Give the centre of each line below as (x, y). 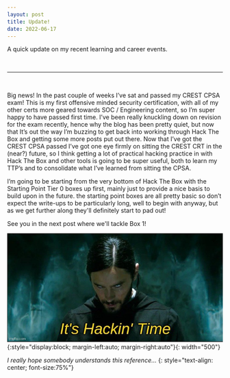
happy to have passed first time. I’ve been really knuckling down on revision (114, 117)
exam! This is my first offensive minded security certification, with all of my (113, 103)
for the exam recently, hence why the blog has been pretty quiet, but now (111, 125)
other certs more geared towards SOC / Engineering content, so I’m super (111, 110)
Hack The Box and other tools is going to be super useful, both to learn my (112, 161)
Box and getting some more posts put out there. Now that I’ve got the (105, 139)
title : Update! (29, 22)
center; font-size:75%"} (40, 368)
